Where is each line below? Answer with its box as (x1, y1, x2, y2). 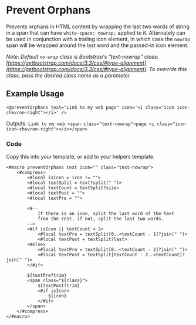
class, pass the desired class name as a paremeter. (6, 72, 131, 79)
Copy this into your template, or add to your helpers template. (6, 153, 155, 160)
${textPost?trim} (37, 283, 80, 289)
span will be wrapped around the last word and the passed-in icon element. (6, 42, 189, 49)
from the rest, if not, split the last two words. (37, 216, 164, 222)
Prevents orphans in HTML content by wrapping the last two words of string (6, 23, 190, 30)
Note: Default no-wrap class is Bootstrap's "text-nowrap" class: (6, 53, 159, 60)
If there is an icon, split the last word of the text (37, 211, 175, 217)
